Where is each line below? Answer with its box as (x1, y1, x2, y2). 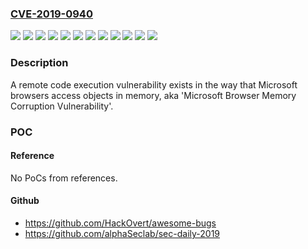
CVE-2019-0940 (10, 7, 93, 21)
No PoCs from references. (10, 172, 118, 184)
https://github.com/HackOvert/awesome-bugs (24, 217, 217, 229)
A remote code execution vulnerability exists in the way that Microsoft (10, 78, 298, 91)
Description (10, 56, 69, 70)
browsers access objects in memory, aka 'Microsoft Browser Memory (10, 89, 297, 101)
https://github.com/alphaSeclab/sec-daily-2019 (24, 227, 221, 239)
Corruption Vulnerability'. (10, 100, 114, 112)
